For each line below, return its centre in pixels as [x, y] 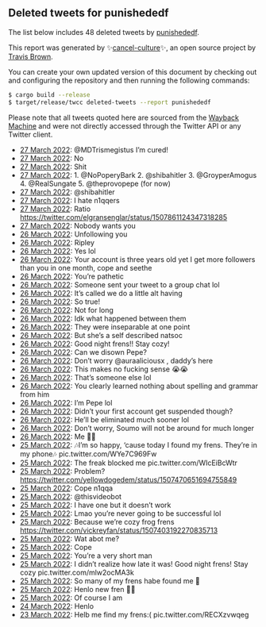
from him [35, 394]
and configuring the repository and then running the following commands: [129, 80]
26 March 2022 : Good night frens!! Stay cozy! [94, 344]
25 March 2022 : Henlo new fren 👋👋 [77, 589]
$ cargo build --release [49, 94]
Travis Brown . [31, 56]
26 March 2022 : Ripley [57, 242]
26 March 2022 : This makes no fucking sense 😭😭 [104, 369]
